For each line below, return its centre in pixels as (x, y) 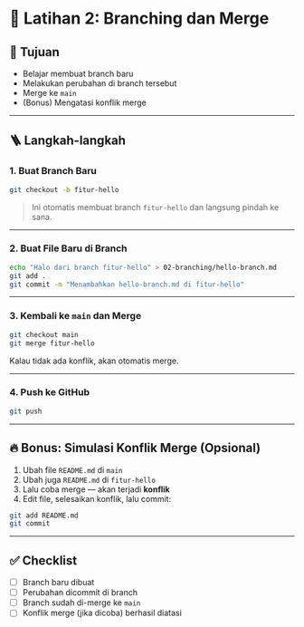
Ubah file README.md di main (72, 469)
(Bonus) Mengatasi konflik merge (85, 102)
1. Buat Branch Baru (53, 171)
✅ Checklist (43, 560)
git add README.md (44, 516)
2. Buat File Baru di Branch (69, 248)
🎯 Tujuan (35, 52)
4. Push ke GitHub (50, 392)
